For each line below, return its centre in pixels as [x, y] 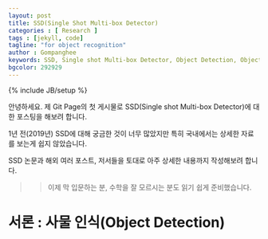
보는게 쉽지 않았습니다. [52, 143]
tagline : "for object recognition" [67, 45]
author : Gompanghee [43, 53]
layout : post [30, 16]
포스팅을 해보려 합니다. [52, 116]
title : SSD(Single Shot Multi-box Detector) [83, 23]
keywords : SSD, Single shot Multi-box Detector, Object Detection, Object [135, 61]
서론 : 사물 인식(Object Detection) [117, 222]
